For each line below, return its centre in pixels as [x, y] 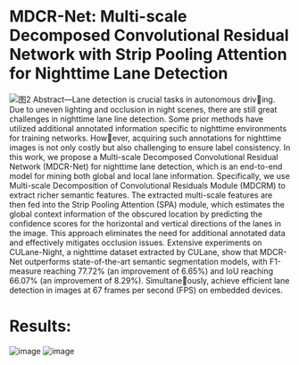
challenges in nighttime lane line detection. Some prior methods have [137, 119]
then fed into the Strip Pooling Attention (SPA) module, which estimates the [147, 204]
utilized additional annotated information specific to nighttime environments [148, 128]
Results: [40, 326]
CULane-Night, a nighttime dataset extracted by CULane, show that [133, 251]
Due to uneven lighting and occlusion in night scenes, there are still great [143, 109]
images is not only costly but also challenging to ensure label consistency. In [150, 147]
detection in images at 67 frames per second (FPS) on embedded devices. [146, 290]
